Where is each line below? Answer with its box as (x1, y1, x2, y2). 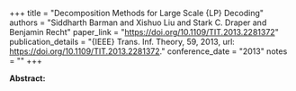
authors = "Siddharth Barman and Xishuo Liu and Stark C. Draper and (9, 17, 267, 28)
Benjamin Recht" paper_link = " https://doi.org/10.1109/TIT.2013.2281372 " (9, 27, 279, 37)
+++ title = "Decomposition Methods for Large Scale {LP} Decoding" (9, 8, 264, 18)
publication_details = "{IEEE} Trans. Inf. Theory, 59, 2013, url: (9, 36, 236, 47)
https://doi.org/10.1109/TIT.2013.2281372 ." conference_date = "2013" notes (9, 46, 288, 57)
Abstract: (9, 73, 46, 84)
